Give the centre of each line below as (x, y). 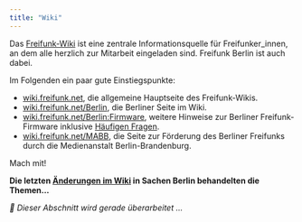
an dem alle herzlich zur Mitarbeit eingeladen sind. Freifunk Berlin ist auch (147, 53)
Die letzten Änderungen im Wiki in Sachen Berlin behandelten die (135, 180)
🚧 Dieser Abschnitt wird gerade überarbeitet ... (96, 208)
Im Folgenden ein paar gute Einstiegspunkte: (93, 80)
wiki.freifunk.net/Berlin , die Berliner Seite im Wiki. (115, 107)
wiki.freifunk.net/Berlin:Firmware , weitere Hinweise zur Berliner (141, 116)
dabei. (21, 62)
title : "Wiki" (36, 18)
